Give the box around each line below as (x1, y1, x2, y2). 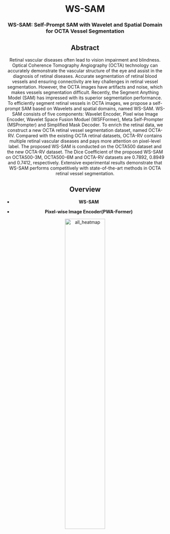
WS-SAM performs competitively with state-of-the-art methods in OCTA (9, 165, 161, 171)
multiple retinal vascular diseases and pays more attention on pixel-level (9, 138, 161, 144)
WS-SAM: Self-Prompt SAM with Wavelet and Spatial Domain (8, 21, 162, 29)
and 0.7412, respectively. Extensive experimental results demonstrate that (8, 159, 162, 165)
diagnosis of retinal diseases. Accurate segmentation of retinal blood (13, 73, 157, 79)
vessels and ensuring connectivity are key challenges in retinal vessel (12, 78, 158, 85)
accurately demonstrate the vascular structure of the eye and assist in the (8, 67, 162, 74)
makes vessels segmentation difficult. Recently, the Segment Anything (11, 89, 159, 95)
